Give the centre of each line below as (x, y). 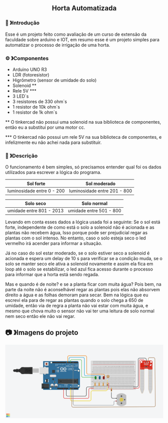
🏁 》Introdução (22, 23)
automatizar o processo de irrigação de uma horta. (58, 45)
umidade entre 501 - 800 (94, 211)
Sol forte (36, 184)
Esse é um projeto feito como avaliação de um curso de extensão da (76, 34)
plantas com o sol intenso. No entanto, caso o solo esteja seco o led (76, 238)
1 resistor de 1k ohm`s (35, 112)
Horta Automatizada (84, 8)
